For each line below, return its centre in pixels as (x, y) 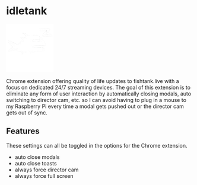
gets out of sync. (27, 112)
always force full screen (44, 176)
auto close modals (37, 157)
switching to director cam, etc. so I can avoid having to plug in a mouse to (96, 100)
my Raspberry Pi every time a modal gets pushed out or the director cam (95, 106)
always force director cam (47, 170)
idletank (27, 11)
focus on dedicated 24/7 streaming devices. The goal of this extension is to (99, 87)
